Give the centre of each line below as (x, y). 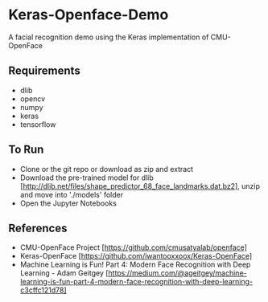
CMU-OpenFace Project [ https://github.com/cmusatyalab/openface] (134, 247)
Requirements (44, 71)
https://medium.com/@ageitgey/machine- (177, 273)
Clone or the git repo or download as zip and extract (107, 169)
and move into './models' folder (71, 194)
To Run (26, 150)
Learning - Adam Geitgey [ (64, 273)
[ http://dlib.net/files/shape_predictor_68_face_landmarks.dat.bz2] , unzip (140, 186)
